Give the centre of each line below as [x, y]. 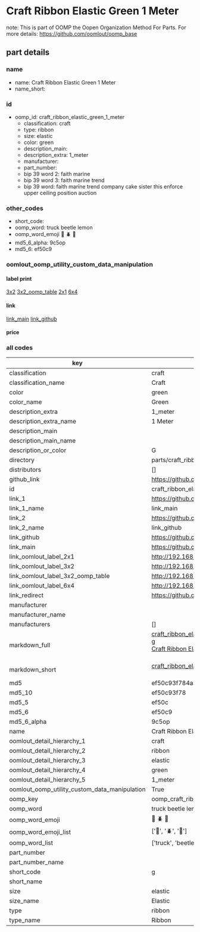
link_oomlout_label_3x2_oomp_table [60, 576]
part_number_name [36, 862]
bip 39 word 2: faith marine [57, 174]
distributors [25, 470]
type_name [25, 920]
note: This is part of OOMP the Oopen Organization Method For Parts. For [96, 27]
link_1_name [27, 509]
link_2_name [27, 528]
